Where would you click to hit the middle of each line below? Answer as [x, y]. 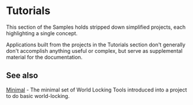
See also [22, 75]
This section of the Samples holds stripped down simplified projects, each [96, 27]
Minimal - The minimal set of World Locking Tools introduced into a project [96, 90]
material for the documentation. [44, 57]
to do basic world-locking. [38, 96]
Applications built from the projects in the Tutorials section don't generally [96, 45]
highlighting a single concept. [42, 33]
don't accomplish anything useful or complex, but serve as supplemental [94, 50]
